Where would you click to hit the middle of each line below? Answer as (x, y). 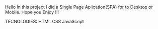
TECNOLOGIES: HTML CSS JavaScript (45, 22)
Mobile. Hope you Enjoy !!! (32, 12)
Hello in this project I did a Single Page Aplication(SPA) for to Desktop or (79, 7)
